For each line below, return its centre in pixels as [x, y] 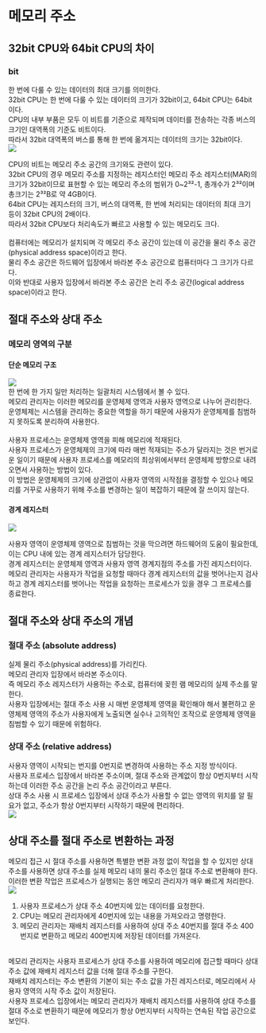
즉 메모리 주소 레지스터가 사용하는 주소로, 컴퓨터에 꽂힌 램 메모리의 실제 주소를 [129, 684]
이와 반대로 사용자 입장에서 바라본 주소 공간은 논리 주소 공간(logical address [126, 282]
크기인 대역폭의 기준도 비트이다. [57, 129]
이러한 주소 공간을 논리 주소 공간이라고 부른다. [100, 785]
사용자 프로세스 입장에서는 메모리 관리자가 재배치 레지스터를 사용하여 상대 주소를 [132, 1001]
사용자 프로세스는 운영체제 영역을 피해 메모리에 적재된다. [95, 440]
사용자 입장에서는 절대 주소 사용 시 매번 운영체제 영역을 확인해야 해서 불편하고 [128, 704]
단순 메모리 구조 [33, 364]
